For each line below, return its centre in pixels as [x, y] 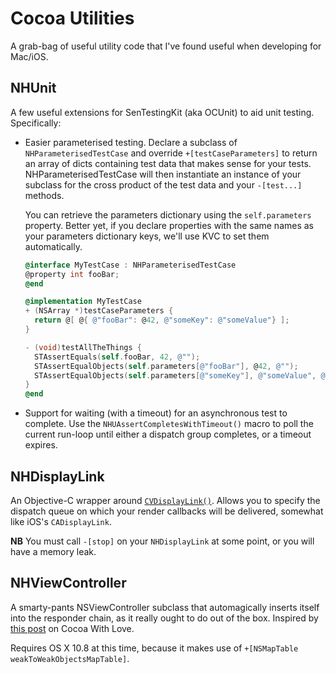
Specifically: [36, 123]
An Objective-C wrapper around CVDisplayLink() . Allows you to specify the [165, 500]
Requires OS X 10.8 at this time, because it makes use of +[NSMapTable [154, 648]
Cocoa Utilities [72, 18]
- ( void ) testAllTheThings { [83, 347]
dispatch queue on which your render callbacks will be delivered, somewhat [167, 511]
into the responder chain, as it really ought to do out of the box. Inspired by [164, 618]
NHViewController [68, 583]
